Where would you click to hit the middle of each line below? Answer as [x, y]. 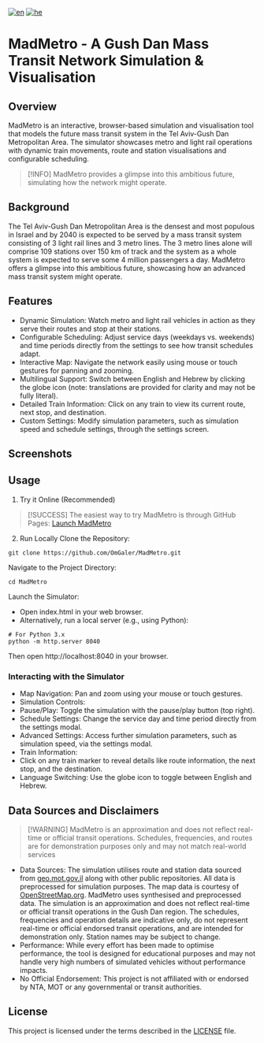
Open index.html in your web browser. [81, 611]
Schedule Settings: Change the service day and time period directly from [138, 719]
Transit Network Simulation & [106, 61]
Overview [33, 106]
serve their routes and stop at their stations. [91, 328]
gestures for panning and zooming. [76, 370]
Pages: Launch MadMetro [69, 523]
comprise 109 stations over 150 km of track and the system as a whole [122, 251]
